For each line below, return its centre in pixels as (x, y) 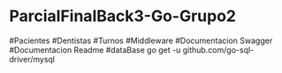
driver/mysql (32, 59)
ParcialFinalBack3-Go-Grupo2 (123, 16)
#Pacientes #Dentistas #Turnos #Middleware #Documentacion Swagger (141, 40)
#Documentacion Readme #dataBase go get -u (95, 49)
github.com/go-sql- (218, 49)
